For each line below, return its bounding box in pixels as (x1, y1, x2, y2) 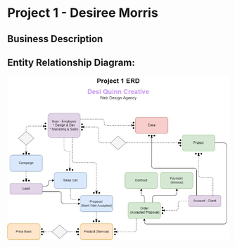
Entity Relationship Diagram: (7, 56, 135, 68)
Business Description (7, 33, 103, 45)
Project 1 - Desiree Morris (7, 5, 158, 21)
